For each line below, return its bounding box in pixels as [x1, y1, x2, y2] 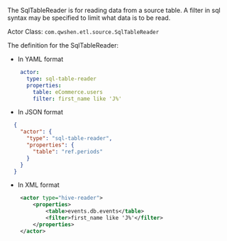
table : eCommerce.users [33, 88, 103, 95]
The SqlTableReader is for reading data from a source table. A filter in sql [7, 6, 221, 14]
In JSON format [17, 108, 64, 117]
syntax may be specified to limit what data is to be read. [7, 14, 171, 22]
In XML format [17, 181, 60, 189]
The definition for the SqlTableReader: [7, 41, 119, 49]
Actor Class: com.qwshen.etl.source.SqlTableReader [7, 28, 160, 36]
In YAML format [17, 55, 64, 63]
